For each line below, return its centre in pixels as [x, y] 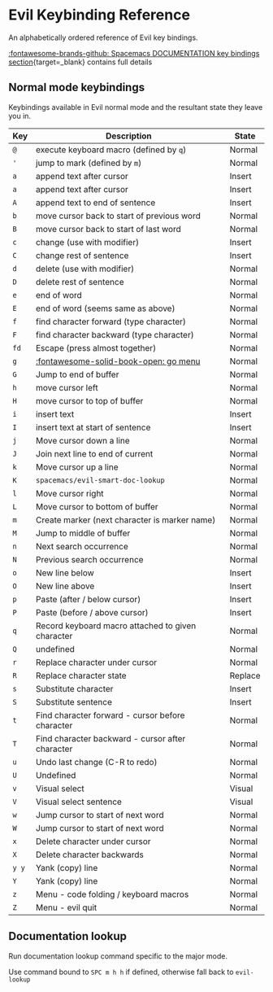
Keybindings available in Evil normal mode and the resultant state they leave [136, 107]
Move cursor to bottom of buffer [97, 506]
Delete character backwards [89, 854]
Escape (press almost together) [96, 347]
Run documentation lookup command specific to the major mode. [118, 956]
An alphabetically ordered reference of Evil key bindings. [103, 37]
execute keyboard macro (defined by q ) [111, 150]
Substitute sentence [74, 701]
